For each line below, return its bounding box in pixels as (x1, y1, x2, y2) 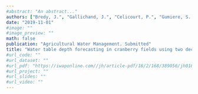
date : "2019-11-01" (6, 19, 54, 25)
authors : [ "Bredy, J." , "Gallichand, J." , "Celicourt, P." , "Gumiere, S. (6, 14, 192, 20)
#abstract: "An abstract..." (6, 8, 78, 15)
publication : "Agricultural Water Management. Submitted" (6, 41, 151, 47)
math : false (6, 36, 35, 41)
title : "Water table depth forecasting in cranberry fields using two (6, 47, 183, 53)
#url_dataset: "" (6, 57, 49, 63)
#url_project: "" (6, 68, 49, 74)
